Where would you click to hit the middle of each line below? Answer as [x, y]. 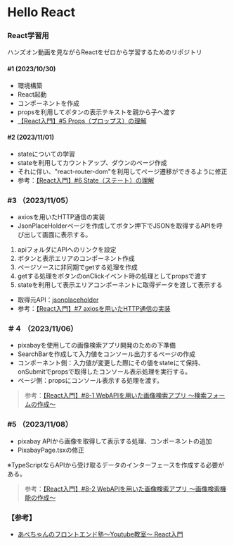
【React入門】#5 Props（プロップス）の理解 [82, 121]
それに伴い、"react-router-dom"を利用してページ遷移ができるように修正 [122, 171]
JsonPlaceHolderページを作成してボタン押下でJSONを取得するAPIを [117, 226]
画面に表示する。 [67, 235]
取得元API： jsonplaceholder [58, 300]
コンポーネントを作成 [48, 103]
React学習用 [28, 36]
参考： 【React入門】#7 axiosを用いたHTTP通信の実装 [94, 309]
